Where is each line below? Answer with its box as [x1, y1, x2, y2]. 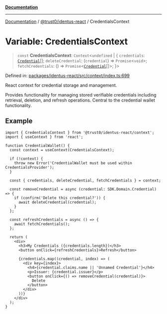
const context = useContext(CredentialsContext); [9, 147, 114, 152]
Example [5, 117, 33, 125]
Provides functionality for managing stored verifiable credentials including [5, 92, 157, 98]
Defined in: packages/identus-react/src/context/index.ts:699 [5, 72, 130, 79]
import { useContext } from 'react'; [5, 134, 83, 139]
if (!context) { [9, 156, 43, 161]
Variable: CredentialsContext [5, 36, 128, 47]
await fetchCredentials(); [14, 221, 70, 226]
